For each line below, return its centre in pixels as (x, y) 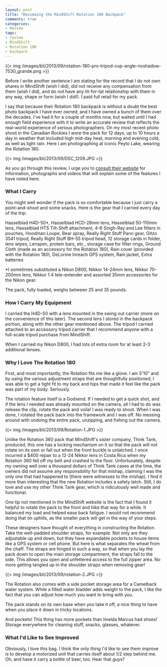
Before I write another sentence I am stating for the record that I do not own (83, 81)
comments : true (21, 19)
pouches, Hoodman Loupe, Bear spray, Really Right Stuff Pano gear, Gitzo (81, 233)
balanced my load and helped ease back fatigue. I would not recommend (80, 513)
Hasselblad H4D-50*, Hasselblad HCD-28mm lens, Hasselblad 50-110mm (81, 222)
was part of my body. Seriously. (38, 389)
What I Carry (21, 192)
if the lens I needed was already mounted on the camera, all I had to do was (83, 404)
